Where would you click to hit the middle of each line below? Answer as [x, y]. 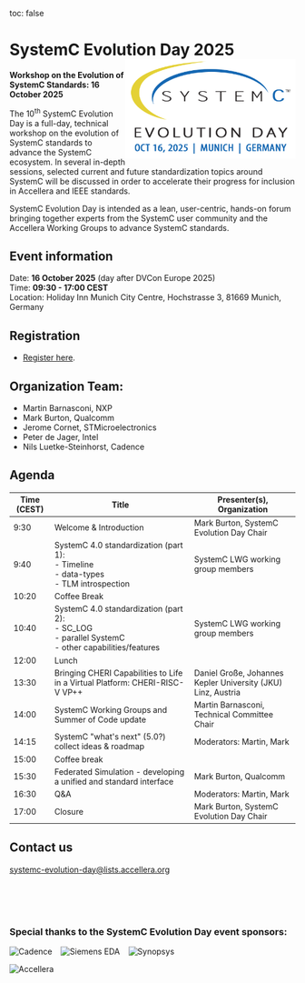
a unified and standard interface [114, 781]
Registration [45, 336]
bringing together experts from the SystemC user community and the [138, 218]
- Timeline [74, 564]
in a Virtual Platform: [92, 682]
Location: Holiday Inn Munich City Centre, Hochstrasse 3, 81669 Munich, [145, 297]
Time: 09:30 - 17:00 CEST [59, 288]
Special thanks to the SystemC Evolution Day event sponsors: [148, 931]
